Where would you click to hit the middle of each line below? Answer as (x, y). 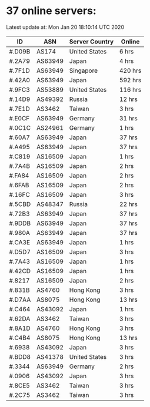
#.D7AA (20, 300)
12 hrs (129, 99)
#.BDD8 (20, 356)
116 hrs (131, 89)
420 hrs (131, 70)
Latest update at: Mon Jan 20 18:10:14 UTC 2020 (65, 27)
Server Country (91, 41)
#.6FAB (19, 185)
